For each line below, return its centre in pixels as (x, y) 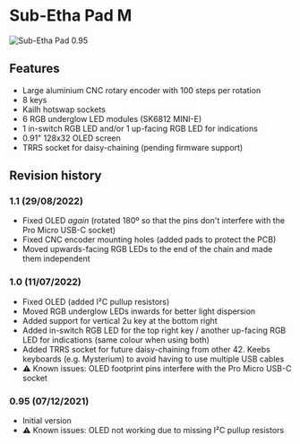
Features (34, 69)
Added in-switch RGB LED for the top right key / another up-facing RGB (154, 330)
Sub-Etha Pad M (71, 16)
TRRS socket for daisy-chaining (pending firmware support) (133, 147)
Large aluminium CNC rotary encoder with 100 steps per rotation (141, 90)
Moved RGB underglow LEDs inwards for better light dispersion (139, 311)
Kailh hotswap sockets (64, 109)
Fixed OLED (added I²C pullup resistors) (96, 301)
